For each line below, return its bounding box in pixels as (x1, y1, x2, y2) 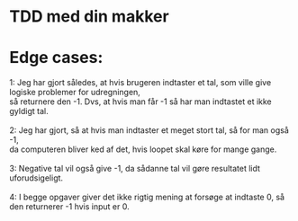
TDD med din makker (9, 6, 169, 27)
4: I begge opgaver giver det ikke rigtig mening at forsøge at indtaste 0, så (9, 191, 285, 203)
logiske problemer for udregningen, (9, 87, 141, 98)
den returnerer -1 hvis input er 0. (9, 201, 130, 212)
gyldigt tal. (9, 106, 49, 117)
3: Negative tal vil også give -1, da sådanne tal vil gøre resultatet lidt (9, 164, 261, 174)
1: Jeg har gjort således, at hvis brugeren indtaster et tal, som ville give (9, 77, 272, 88)
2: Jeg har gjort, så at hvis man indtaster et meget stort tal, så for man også (9, 125, 290, 136)
